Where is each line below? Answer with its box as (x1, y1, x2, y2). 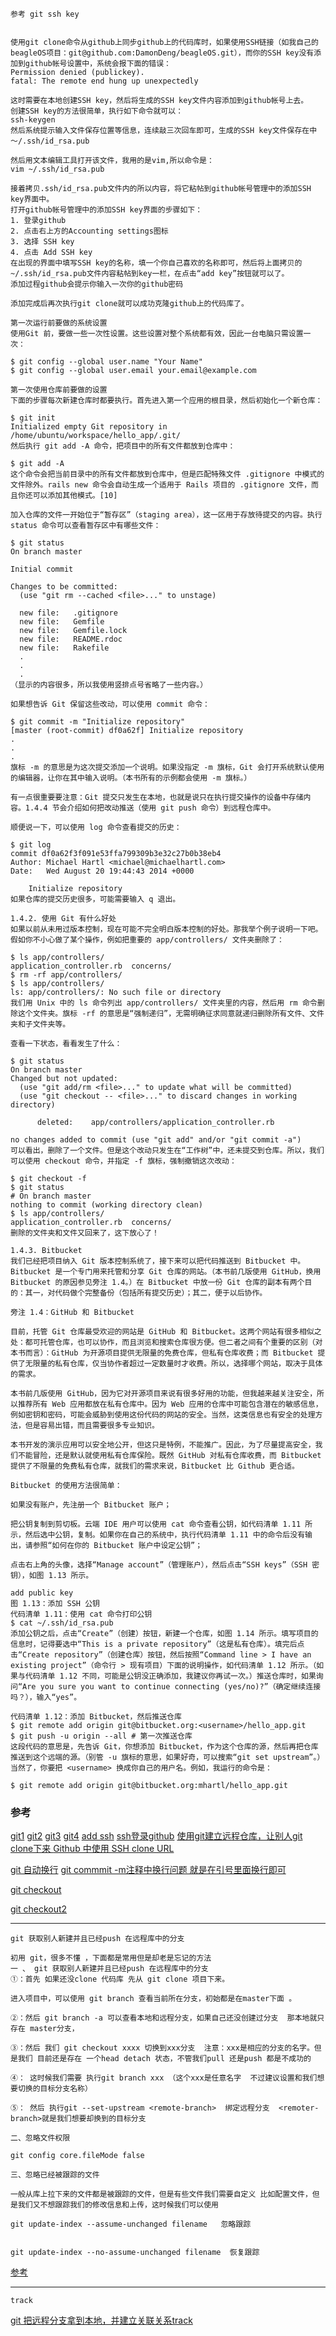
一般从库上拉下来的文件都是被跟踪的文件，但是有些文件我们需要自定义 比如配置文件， (10, 2189, 313, 2200)
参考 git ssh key (10, 9, 80, 19)
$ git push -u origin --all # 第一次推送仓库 (10, 1731, 193, 1741)
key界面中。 (10, 194, 55, 204)
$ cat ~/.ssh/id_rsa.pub (10, 1618, 114, 1628)
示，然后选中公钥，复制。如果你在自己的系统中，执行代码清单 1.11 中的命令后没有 (10, 1530, 306, 1540)
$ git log (10, 840, 52, 850)
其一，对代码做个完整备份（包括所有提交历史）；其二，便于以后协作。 (24, 1288, 268, 1298)
